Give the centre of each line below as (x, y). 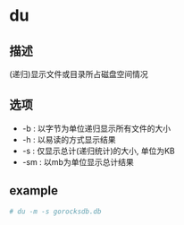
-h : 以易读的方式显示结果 (69, 139)
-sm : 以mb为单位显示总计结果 (78, 161)
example (34, 190)
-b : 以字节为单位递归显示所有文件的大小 (96, 128)
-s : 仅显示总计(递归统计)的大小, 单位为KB (99, 151)
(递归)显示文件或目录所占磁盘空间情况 (79, 74)
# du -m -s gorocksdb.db (55, 212)
